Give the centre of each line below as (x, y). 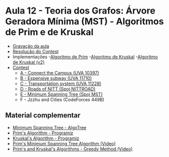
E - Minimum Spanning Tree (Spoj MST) (61, 94)
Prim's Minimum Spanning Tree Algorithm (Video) (64, 143)
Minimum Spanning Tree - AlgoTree (49, 127)
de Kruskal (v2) (29, 62)
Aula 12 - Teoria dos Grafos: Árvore (80, 11)
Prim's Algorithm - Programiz (43, 133)
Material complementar (43, 115)
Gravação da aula (31, 46)
